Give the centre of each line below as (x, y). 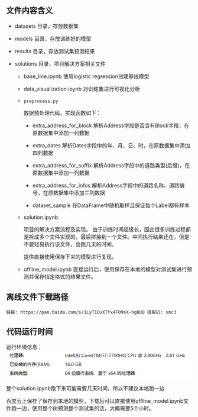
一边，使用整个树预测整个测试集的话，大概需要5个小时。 (85, 408)
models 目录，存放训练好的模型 (53, 38)
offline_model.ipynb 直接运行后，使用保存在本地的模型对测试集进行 (105, 269)
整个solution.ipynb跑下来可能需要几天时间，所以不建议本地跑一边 (85, 389)
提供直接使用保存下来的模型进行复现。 (70, 257)
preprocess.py (41, 101)
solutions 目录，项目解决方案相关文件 (60, 63)
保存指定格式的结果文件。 (65, 276)
